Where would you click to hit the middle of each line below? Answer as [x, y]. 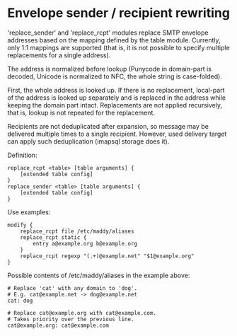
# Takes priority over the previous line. [71, 319]
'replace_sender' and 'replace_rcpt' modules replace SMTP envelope [108, 33]
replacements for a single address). [59, 55]
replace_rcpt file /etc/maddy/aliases [77, 231]
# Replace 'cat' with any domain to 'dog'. [73, 288]
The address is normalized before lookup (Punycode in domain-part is [110, 69]
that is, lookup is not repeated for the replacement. [81, 112]
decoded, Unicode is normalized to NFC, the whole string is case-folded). [115, 76]
